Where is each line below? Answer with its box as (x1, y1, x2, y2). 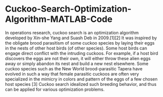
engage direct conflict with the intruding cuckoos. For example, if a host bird (5, 50, 158, 56)
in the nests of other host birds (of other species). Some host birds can (5, 45, 147, 51)
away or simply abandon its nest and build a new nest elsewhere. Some (5, 61, 148, 66)
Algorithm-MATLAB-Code (5, 14, 113, 25)
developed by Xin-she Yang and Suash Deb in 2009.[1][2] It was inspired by (5, 35, 157, 41)
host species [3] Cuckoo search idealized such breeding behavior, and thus (5, 81, 157, 87)
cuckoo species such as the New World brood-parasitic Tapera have (5, 65, 143, 71)
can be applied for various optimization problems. (5, 86, 105, 92)
